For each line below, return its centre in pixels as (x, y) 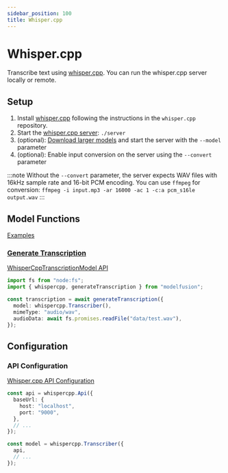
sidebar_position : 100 (39, 13)
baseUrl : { (29, 400)
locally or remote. (32, 80)
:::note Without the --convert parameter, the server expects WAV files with (112, 175)
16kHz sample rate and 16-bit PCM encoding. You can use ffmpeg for (104, 183)
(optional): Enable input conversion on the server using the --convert (114, 154)
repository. (32, 126)
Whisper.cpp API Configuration (51, 381)
